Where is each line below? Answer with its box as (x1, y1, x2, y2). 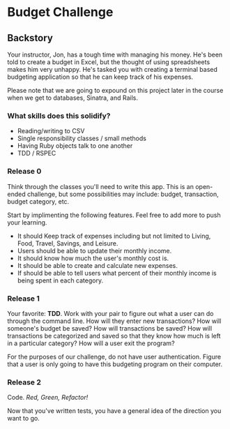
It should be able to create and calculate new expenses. (17, 261, 178, 269)
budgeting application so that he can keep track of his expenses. (7, 73, 194, 81)
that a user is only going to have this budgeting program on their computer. (7, 360, 223, 368)
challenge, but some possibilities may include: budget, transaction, (26, 190, 219, 198)
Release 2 (7, 377, 42, 387)
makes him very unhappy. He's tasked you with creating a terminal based (7, 66, 218, 73)
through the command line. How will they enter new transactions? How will (7, 317, 222, 325)
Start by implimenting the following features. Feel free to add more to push (7, 211, 221, 219)
